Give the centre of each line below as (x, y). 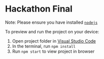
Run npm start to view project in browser (53, 51)
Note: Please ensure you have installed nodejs (51, 22)
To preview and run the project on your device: (52, 31)
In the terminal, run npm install (44, 46)
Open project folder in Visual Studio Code (54, 41)
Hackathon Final (39, 9)
